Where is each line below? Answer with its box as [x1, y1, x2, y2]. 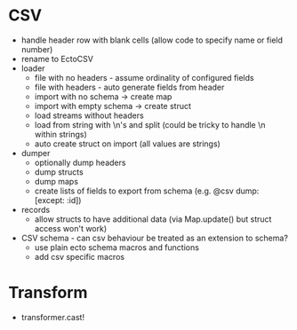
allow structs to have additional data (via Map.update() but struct [34, 214, 272, 224]
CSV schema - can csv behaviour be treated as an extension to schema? [20, 232, 288, 243]
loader [20, 63, 45, 74]
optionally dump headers [34, 157, 126, 168]
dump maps [34, 176, 79, 186]
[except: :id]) [34, 194, 82, 205]
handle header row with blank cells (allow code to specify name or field [20, 35, 284, 45]
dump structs [34, 166, 84, 177]
